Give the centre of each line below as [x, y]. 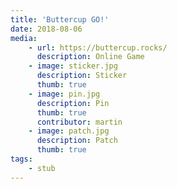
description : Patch [77, 141]
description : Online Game [90, 57]
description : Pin [73, 103]
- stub [42, 168]
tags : [21, 159]
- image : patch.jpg [69, 131]
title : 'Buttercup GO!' [60, 19]
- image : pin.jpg [64, 94]
